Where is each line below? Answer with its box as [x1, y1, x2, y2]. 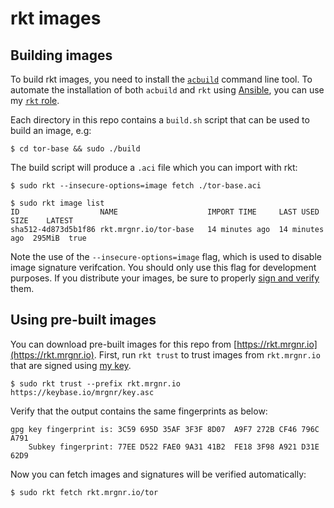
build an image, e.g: [10, 125, 92, 136]
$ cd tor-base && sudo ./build [10, 144, 141, 154]
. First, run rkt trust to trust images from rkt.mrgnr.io [93, 348, 321, 361]
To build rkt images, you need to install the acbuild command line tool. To [10, 73, 313, 85]
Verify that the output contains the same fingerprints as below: [10, 405, 268, 417]
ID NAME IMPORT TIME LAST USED [10, 207, 320, 217]
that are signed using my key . [10, 359, 132, 371]
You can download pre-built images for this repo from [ [10, 338, 238, 350]
